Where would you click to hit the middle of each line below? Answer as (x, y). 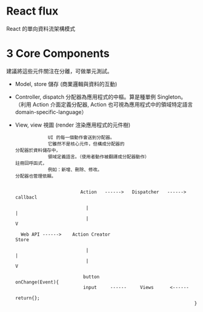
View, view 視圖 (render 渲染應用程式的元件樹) (73, 125)
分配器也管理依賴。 (35, 176)
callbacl (26, 197)
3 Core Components (58, 54)
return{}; (28, 298)
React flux (32, 11)
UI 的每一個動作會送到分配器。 (81, 138)
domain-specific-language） (51, 112)
